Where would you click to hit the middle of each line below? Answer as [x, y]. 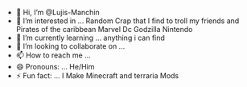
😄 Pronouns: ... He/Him [55, 67]
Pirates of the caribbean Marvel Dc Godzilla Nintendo [104, 29]
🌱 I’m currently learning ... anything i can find [90, 38]
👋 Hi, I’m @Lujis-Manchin [58, 12]
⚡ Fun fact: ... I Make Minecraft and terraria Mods [97, 75]
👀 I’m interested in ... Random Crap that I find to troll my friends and [128, 21]
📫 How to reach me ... [53, 55]
